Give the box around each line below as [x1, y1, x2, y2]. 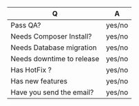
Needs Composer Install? [10, 32, 92, 41]
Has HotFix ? [10, 65, 52, 74]
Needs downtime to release [10, 54, 100, 63]
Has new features [10, 76, 67, 85]
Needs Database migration [10, 43, 97, 52]
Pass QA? [10, 21, 41, 30]
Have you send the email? [10, 87, 94, 97]
